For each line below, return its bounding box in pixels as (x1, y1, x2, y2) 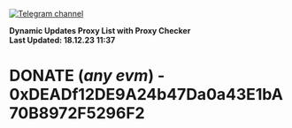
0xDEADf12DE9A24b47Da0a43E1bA (9, 85, 283, 105)
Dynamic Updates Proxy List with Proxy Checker (9, 26, 191, 35)
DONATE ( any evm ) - (9, 66, 165, 86)
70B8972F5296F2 (9, 103, 145, 124)
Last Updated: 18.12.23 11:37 (9, 35, 116, 45)
